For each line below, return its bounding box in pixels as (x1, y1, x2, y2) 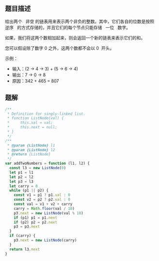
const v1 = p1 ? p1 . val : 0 (14, 192, 70, 198)
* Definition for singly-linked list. (7, 111, 86, 116)
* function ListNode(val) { (7, 116, 64, 121)
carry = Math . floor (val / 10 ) (14, 206, 75, 211)
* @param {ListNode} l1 (7, 143, 55, 148)
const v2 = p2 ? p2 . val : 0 (14, 197, 70, 202)
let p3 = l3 (9, 179, 34, 184)
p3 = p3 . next (14, 224, 40, 229)
